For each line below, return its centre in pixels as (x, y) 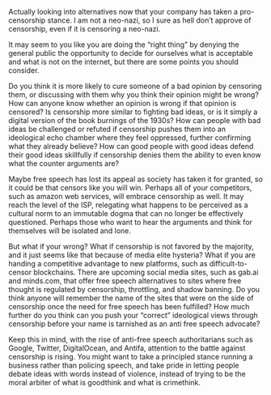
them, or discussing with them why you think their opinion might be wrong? (133, 95)
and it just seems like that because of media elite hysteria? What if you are (132, 255)
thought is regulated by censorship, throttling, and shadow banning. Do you (134, 289)
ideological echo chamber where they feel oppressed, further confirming (130, 138)
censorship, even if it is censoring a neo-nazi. (85, 29)
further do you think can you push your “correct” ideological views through (133, 315)
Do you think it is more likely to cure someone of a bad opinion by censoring (135, 86)
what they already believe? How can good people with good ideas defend (131, 146)
